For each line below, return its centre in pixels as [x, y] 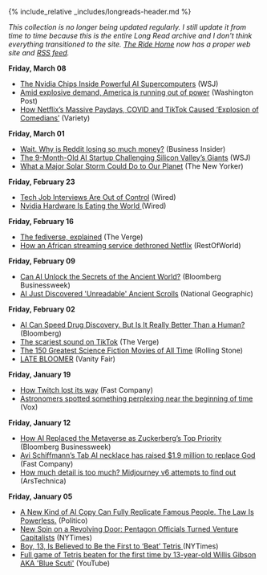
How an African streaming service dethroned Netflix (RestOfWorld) [131, 245]
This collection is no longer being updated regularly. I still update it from [127, 27]
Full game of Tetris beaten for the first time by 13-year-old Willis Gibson [138, 555]
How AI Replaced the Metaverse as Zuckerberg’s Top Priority [121, 438]
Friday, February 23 [42, 181]
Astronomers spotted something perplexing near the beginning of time [136, 398]
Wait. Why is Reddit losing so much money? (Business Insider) [123, 149]
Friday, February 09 [42, 261]
